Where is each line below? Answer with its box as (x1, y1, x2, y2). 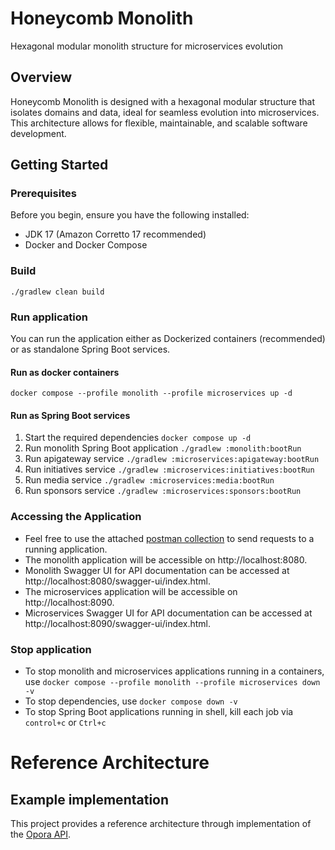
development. (10, 127, 67, 139)
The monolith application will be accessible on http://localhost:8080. (24, 553, 308, 566)
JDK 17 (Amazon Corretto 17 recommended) (24, 228, 207, 241)
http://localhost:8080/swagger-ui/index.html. (24, 575, 212, 587)
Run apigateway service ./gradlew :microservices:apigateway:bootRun (24, 453, 320, 465)
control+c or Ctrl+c (24, 717, 107, 729)
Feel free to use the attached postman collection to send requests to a (24, 532, 315, 544)
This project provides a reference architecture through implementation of (10, 818, 312, 830)
